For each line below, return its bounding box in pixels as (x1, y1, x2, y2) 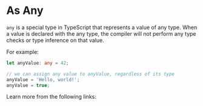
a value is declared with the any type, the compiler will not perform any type (6, 30, 196, 37)
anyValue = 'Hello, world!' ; (6, 76, 80, 82)
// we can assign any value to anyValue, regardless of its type (6, 71, 175, 77)
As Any (6, 4, 44, 18)
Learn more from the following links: (6, 93, 97, 101)
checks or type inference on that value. (6, 36, 104, 44)
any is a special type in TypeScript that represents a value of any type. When (6, 24, 198, 31)
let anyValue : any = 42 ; (6, 60, 69, 66)
